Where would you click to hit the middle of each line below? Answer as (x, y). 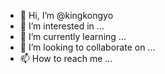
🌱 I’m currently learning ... (73, 36)
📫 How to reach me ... (66, 58)
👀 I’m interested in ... (62, 26)
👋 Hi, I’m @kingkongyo (66, 15)
